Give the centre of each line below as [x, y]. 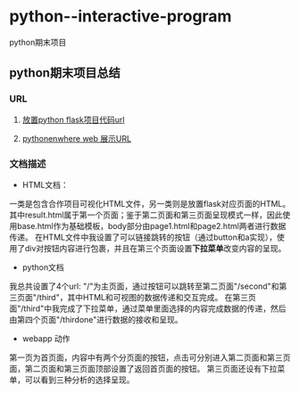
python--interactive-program [120, 16]
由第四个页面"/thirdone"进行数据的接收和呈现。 [96, 319]
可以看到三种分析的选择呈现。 [79, 380]
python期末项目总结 [65, 73]
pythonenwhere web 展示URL [77, 138]
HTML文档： [45, 184]
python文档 [43, 267]
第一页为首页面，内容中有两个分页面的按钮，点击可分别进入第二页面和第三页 [150, 357]
